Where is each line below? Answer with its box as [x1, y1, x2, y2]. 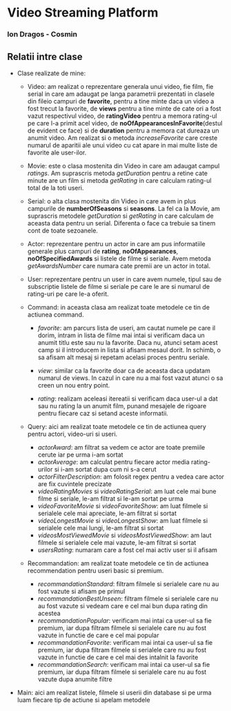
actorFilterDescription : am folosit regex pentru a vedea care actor [37, 472, 225, 481]
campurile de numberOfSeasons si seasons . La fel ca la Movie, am [27, 204, 221, 212]
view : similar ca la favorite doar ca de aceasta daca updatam [37, 366, 210, 374]
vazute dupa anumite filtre [37, 674, 112, 683]
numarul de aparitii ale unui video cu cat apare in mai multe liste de [27, 141, 218, 149]
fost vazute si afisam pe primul [37, 587, 125, 595]
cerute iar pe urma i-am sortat [37, 450, 123, 459]
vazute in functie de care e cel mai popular [37, 631, 160, 639]
